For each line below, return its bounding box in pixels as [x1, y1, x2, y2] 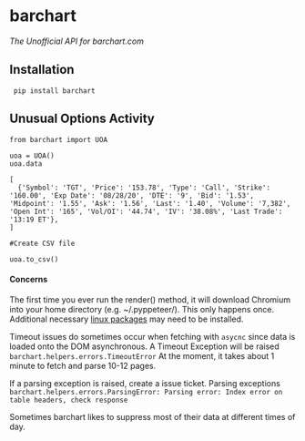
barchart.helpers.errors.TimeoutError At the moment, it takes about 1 [9, 350, 275, 361]
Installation [9, 62, 75, 77]
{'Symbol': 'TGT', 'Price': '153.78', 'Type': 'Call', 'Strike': [17, 183, 271, 192]
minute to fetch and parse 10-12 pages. [9, 360, 157, 371]
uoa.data [9, 159, 43, 169]
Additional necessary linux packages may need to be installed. [9, 313, 244, 324]
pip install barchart [13, 86, 96, 96]
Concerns [9, 274, 48, 285]
